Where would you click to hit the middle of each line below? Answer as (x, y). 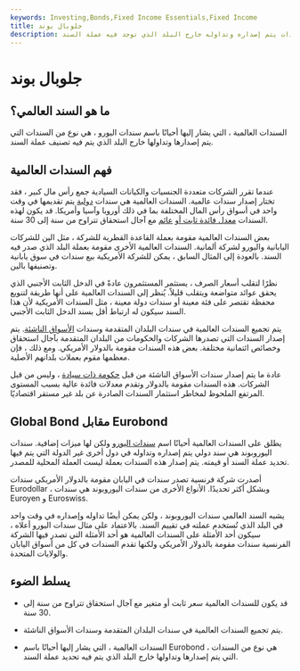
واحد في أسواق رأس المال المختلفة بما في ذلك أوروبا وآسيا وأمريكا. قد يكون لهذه (144, 211)
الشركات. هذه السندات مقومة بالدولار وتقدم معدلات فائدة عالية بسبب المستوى (140, 384)
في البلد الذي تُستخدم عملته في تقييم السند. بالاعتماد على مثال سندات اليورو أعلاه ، (147, 525)
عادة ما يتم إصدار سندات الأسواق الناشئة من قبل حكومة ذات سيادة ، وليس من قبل (146, 375)
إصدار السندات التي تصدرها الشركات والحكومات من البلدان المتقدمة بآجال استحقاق (148, 338)
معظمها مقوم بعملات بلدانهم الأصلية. (70, 357)
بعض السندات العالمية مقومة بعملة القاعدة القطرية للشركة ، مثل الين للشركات (140, 237)
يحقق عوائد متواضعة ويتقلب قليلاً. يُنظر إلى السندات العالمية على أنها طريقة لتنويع (143, 293)
